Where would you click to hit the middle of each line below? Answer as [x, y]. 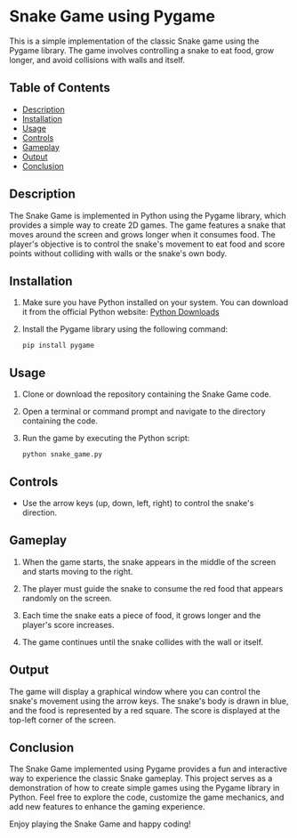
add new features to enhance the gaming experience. [108, 807]
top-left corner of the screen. [63, 720]
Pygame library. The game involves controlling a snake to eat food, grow [141, 50]
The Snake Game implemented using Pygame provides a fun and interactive [148, 769]
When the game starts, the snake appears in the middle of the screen [149, 561]
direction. [40, 512]
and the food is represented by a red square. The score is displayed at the [144, 710]
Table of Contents [60, 88]
